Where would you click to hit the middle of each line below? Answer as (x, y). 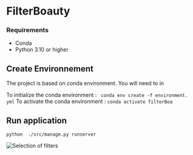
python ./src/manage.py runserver (51, 134)
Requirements (28, 30)
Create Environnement (50, 69)
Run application (37, 120)
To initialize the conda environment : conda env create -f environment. (97, 95)
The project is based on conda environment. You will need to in (85, 84)
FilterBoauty (38, 11)
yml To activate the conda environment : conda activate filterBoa (90, 102)
